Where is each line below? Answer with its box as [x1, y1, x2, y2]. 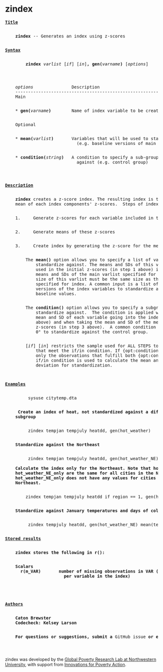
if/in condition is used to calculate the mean [35, 357, 151, 363]
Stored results [5, 536, 41, 541]
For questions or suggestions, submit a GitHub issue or [15, 634, 154, 640]
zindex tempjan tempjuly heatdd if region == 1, [25, 494, 144, 499]
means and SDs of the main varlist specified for [35, 272, 156, 277]
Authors [5, 601, 23, 607]
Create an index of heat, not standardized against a [17, 409, 149, 415]
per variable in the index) [64, 573, 131, 579]
